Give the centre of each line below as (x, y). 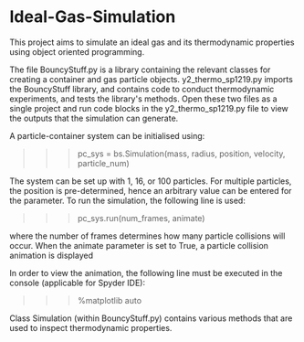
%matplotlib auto (110, 300)
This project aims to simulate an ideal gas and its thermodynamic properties (152, 42)
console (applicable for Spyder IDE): (78, 283)
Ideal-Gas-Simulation (93, 17)
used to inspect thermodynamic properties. (91, 327)
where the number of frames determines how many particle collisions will (147, 236)
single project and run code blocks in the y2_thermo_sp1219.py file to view (149, 108)
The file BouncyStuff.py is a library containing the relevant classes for (140, 69)
